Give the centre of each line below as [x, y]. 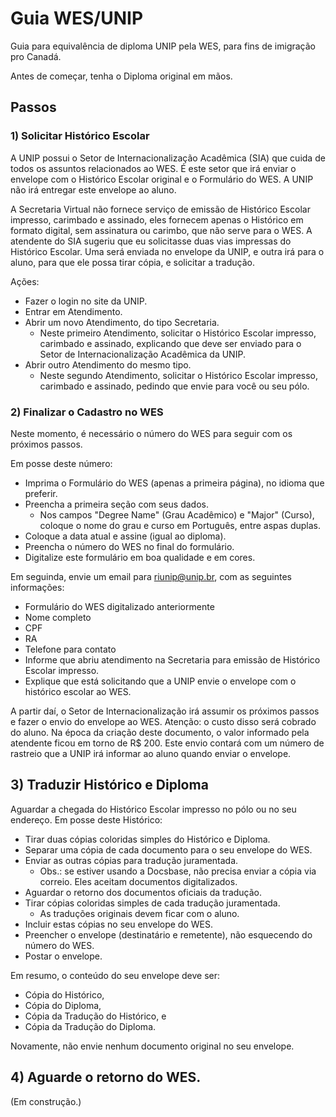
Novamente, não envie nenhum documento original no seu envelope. [152, 1046]
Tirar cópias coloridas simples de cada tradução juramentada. [152, 903]
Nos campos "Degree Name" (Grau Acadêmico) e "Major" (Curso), [177, 514]
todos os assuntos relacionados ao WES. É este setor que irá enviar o [153, 168]
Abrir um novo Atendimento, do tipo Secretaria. [122, 322]
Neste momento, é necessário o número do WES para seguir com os [151, 433]
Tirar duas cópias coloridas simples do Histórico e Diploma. [147, 839]
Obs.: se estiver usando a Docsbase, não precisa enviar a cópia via [178, 871]
